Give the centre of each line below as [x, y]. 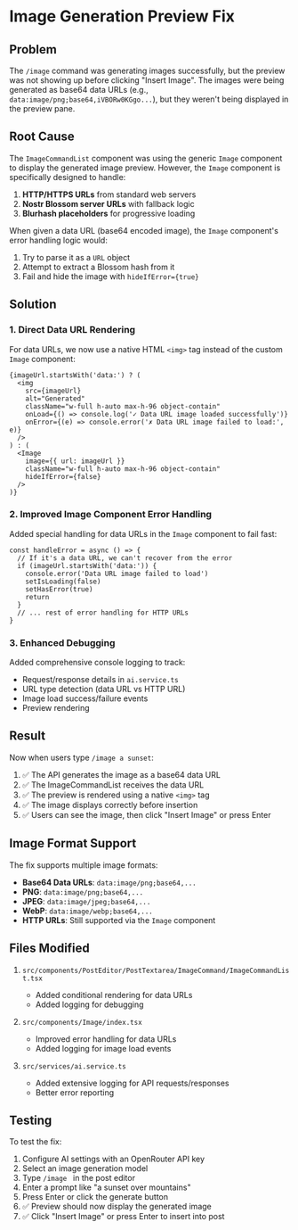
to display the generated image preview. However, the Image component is [145, 168]
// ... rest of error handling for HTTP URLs [103, 613]
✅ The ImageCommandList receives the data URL [113, 784]
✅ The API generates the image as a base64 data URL [121, 774]
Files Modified [50, 949]
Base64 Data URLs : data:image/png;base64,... [109, 882]
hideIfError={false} [63, 476]
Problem [33, 50]
